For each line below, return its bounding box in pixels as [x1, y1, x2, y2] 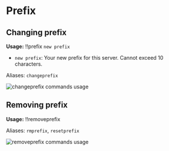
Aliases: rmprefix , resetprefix [6, 127, 80, 134]
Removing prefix [6, 100, 68, 110]
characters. [14, 60, 43, 67]
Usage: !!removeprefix [6, 115, 60, 122]
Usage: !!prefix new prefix [6, 43, 70, 50]
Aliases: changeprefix [6, 72, 59, 78]
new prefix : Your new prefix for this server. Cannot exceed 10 [14, 54, 164, 61]
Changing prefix [6, 28, 67, 37]
